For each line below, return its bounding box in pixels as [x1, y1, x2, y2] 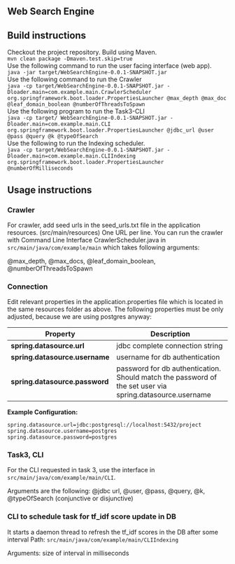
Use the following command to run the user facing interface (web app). [7, 62, 212, 70]
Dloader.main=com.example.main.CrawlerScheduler [7, 89, 152, 96]
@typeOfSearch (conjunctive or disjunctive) [7, 494, 134, 503]
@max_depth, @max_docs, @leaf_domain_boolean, [7, 256, 156, 265]
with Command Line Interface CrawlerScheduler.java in [7, 235, 166, 244]
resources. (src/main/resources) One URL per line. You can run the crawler [7, 228, 223, 237]
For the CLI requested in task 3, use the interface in [7, 466, 155, 474]
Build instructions [7, 29, 86, 41]
